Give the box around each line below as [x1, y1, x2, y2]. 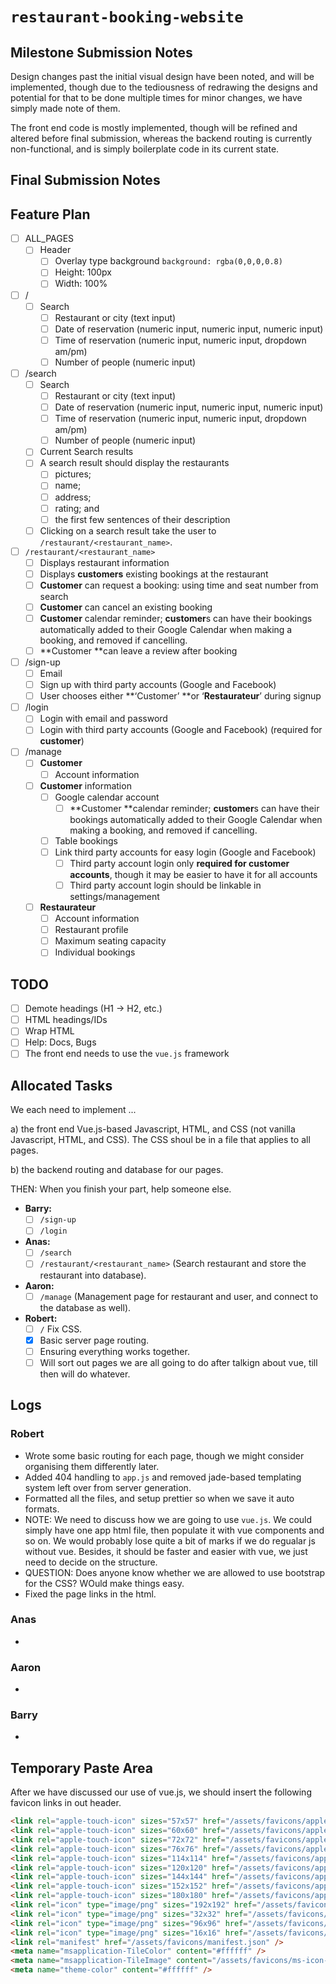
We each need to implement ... [10, 1104, 137, 1116]
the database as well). [39, 1301, 132, 1313]
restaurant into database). [39, 1269, 147, 1281]
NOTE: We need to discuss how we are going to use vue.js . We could [24, 1513, 313, 1525]
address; [54, 491, 92, 503]
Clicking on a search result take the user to [39, 524, 217, 537]
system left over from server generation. [24, 1481, 192, 1493]
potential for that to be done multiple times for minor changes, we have [10, 92, 303, 103]
